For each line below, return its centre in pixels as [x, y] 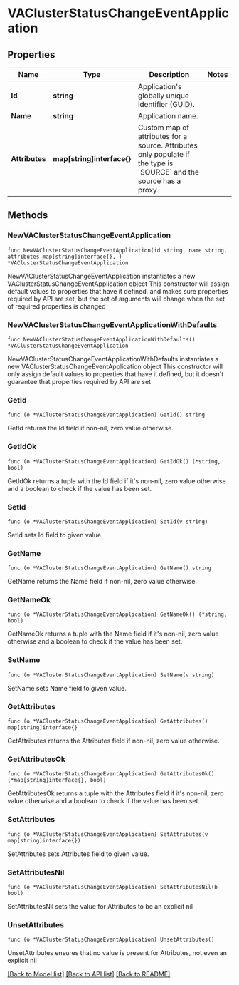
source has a [159, 181]
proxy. [148, 190]
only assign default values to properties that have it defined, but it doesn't [116, 374]
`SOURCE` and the [168, 172]
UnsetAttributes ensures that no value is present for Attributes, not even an [117, 953]
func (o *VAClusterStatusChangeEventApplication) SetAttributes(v [108, 834]
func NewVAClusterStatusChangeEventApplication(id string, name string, [117, 250]
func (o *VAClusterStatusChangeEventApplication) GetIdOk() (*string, [114, 461]
